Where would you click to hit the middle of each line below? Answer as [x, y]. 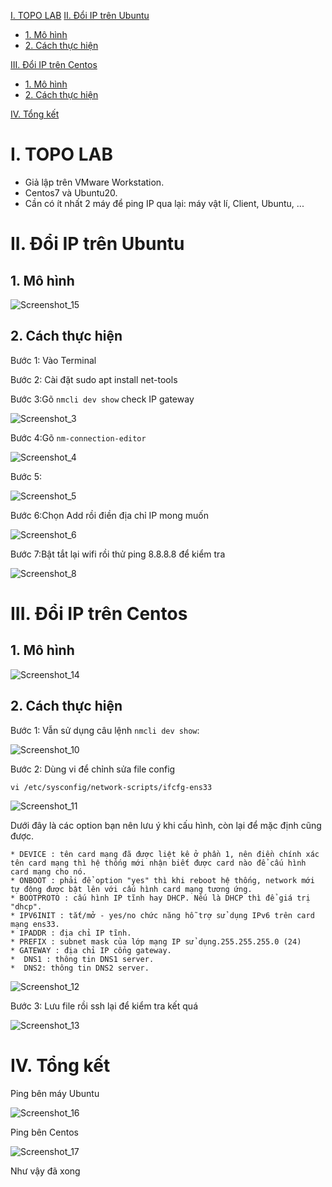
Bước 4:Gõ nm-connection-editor [78, 437]
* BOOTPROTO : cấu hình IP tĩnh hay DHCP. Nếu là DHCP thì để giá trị [160, 898]
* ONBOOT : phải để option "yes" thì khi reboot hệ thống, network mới [162, 880]
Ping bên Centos [44, 1132]
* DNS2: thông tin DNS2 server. [80, 968]
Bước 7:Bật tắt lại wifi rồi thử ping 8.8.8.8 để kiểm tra [118, 554]
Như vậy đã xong [45, 1171]
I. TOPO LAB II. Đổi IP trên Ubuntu [80, 15]
